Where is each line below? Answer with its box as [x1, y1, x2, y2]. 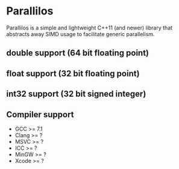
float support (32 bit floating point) [6, 68, 140, 79]
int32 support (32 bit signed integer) [6, 89, 146, 99]
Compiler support [6, 109, 74, 120]
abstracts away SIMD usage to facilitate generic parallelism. [6, 30, 155, 37]
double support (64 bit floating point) [6, 48, 149, 58]
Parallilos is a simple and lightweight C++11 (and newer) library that [6, 24, 173, 31]
